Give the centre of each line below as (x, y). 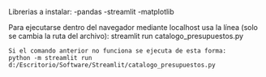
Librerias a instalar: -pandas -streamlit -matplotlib (91, 12)
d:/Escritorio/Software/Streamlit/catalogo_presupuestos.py (112, 65)
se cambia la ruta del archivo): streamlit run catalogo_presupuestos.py (126, 36)
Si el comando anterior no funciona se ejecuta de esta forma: (118, 51)
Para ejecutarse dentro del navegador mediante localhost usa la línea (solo (133, 27)
